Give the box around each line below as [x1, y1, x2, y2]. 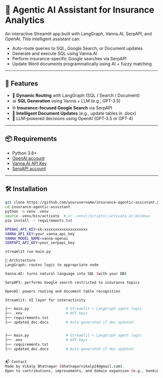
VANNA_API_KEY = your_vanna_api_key [5, 231, 75, 236]
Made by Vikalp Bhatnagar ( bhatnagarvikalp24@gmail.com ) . [5, 364, 125, 369]
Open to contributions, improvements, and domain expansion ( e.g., [5, 369, 145, 374]
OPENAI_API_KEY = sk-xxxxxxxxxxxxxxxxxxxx [5, 227, 88, 232]
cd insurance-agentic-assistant [5, 205, 70, 209]
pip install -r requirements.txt [5, 218, 73, 223]
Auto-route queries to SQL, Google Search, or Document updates [12, 45, 143, 51]
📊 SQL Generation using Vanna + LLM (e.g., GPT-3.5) [12, 98, 121, 103]
